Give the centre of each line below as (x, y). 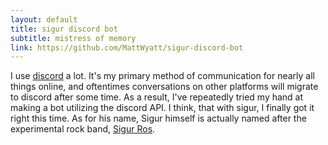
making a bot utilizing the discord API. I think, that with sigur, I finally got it (162, 108)
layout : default (44, 19)
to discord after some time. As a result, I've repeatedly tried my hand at (157, 97)
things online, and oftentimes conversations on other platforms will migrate (164, 87)
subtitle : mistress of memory (73, 38)
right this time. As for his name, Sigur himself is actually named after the (158, 118)
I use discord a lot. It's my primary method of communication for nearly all (162, 76)
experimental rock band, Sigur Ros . (83, 129)
